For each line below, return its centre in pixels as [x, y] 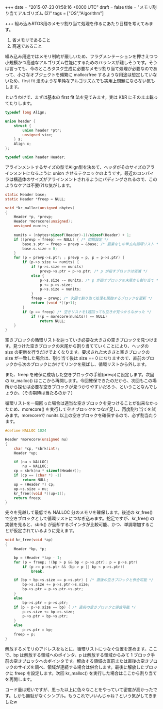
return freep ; [28, 498]
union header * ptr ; [42, 130]
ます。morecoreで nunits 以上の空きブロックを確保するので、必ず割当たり [83, 416]
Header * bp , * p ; [30, 549]
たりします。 [22, 103]
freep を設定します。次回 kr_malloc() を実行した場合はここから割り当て [86, 673]
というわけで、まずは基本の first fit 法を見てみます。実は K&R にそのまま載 [79, 97]
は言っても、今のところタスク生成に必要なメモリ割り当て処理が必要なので [79, 69]
